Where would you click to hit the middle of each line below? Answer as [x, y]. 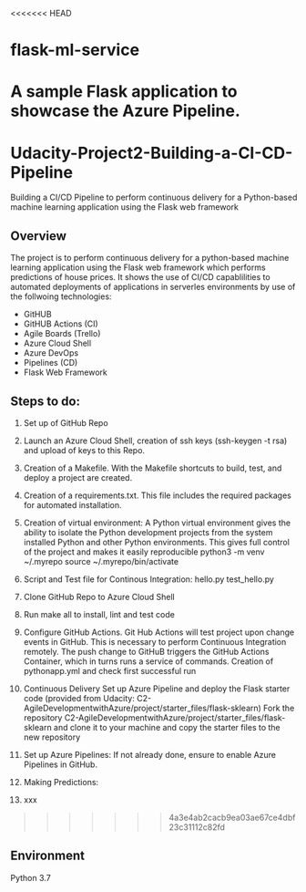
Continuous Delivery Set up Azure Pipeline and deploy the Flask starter [157, 689]
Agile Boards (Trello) [62, 334]
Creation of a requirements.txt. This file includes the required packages [158, 495]
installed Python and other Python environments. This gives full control [157, 542]
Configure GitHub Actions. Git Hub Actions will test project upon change [159, 632]
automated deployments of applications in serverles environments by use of [153, 287]
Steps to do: [46, 401]
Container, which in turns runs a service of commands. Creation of [148, 661]
